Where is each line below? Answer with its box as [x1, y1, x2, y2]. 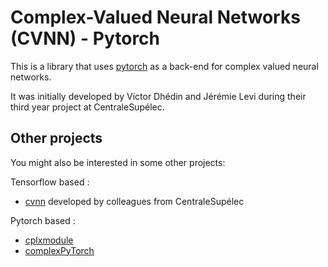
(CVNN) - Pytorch [10, 27, 161, 50]
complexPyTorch [24, 244, 95, 256]
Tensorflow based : [10, 176, 90, 188]
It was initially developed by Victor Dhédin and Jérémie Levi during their [10, 90, 307, 102]
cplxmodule [24, 234, 74, 246]
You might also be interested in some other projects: [10, 156, 226, 168]
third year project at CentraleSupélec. [10, 101, 165, 113]
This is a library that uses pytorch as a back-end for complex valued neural [10, 60, 319, 72]
